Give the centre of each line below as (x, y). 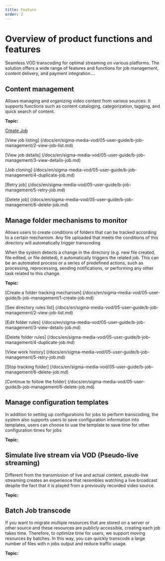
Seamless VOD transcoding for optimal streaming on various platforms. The (82, 63)
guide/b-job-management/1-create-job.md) (50, 298)
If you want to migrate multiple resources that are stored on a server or (78, 522)
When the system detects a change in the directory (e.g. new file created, (80, 252)
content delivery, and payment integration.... (50, 73)
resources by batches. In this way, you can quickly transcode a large (75, 538)
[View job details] (23, 155)
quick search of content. (30, 111)
